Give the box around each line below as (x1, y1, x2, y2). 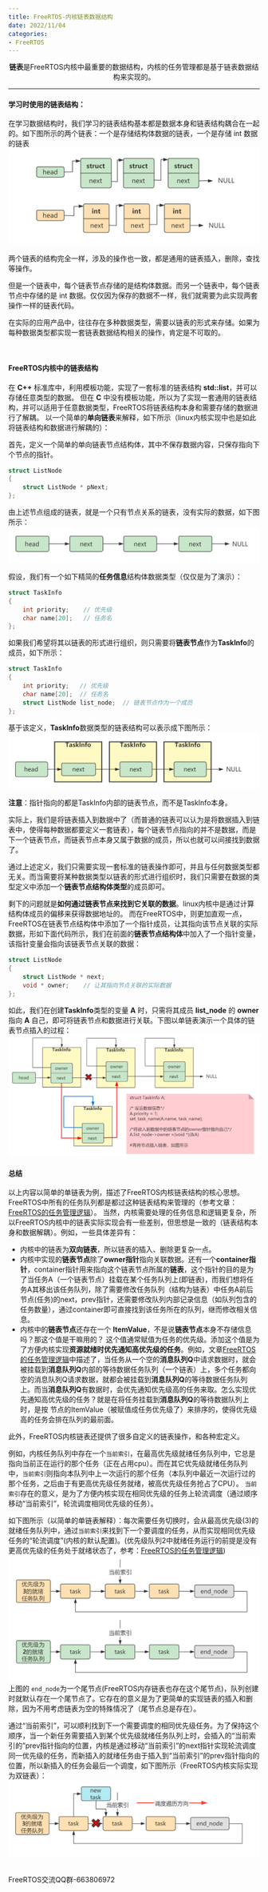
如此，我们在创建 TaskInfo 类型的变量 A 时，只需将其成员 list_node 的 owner (8, 1005, 259, 1015)
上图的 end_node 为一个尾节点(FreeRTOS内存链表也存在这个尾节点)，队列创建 (8, 1683, 259, 1693)
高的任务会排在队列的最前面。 (19, 1415, 118, 1425)
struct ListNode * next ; (22, 973, 105, 981)
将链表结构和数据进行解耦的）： (8, 423, 110, 432)
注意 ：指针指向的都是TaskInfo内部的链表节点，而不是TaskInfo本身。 (8, 798, 233, 808)
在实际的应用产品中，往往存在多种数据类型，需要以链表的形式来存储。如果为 (8, 318, 260, 327)
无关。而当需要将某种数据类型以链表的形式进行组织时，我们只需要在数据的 (8, 872, 253, 882)
